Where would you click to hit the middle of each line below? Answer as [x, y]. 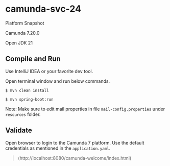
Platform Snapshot [25, 23]
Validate [19, 131]
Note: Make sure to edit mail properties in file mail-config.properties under [85, 109]
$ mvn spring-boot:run [29, 99]
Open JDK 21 [19, 43]
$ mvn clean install [27, 90]
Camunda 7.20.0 [22, 33]
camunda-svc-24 [43, 9]
